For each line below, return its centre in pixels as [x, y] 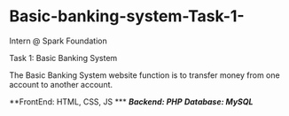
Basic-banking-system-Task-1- [127, 16]
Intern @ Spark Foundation [59, 41]
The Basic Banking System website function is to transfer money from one [145, 75]
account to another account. [61, 84]
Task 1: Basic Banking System [63, 58]
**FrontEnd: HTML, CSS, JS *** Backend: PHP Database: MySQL [131, 101]
